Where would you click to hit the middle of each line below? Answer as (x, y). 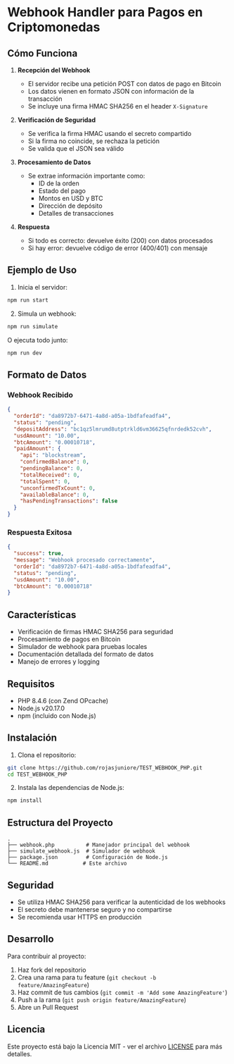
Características (42, 615)
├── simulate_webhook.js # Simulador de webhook (82, 851)
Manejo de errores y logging (58, 662)
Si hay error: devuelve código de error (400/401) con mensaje (118, 248)
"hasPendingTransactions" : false (69, 501)
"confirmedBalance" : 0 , (55, 462)
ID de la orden (59, 183)
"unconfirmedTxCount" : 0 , (58, 488)
